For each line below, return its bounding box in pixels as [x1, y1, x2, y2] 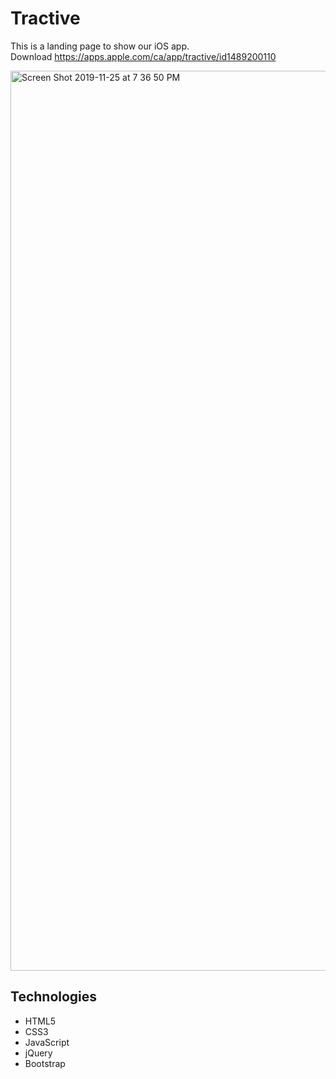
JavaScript [24, 1036, 70, 1048]
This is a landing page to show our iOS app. [10, 40, 190, 52]
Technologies [10, 988, 98, 1006]
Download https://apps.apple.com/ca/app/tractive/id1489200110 [10, 50, 277, 62]
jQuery [24, 1047, 53, 1059]
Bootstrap [24, 1057, 66, 1069]
